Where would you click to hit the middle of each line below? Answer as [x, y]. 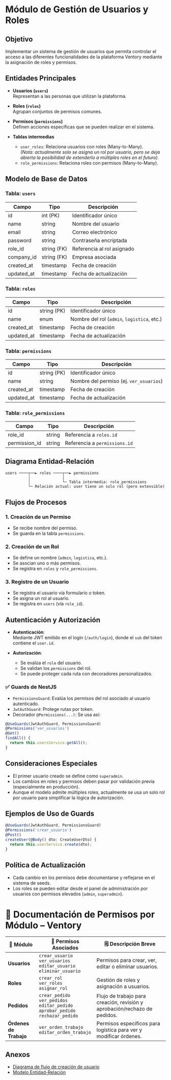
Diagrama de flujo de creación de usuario [56, 1067]
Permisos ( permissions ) [38, 121]
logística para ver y [119, 1030]
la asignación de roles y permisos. [41, 62]
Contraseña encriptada [99, 240]
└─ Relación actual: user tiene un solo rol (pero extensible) [96, 487]
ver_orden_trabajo [61, 1027]
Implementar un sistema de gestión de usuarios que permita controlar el [81, 51]
